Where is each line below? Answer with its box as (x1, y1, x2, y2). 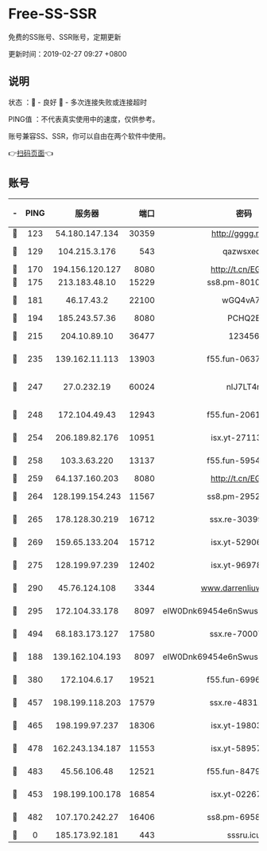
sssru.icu (226, 829, 261, 841)
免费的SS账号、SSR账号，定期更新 (8, 32, 122, 41)
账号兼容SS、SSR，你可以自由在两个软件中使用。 (8, 131, 170, 140)
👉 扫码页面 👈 (8, 148, 54, 158)
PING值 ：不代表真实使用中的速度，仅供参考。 (8, 114, 160, 124)
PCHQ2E (227, 312, 261, 324)
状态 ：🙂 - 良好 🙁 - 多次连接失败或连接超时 (8, 97, 147, 107)
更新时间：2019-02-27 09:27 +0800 (8, 49, 127, 58)
